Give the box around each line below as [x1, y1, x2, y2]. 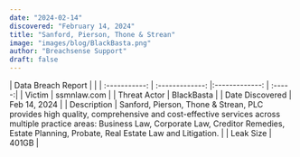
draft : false [9, 55, 59, 64]
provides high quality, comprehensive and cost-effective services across [9, 109, 281, 119]
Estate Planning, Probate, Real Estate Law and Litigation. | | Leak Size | [9, 128, 273, 138]
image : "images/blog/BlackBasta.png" [9, 38, 152, 48]
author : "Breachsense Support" [9, 47, 127, 56]
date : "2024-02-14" [9, 13, 83, 23]
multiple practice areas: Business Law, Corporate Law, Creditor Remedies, [9, 118, 286, 129]
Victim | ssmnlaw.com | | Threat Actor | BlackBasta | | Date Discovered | [24, 89, 292, 100]
